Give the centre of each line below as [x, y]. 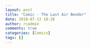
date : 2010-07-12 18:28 [30, 19]
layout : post [19, 10]
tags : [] [14, 38]
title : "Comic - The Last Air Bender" [46, 14]
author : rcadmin [22, 24]
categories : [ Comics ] [28, 33]
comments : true [21, 28]
